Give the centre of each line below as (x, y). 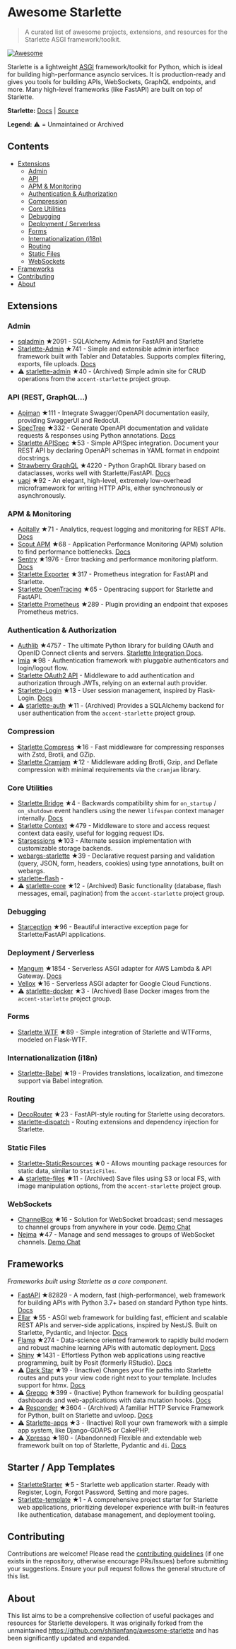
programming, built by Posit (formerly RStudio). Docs (95, 1363)
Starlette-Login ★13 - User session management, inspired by (107, 691)
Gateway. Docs (40, 976)
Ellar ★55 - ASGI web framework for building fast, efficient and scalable (123, 1317)
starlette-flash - (40, 878)
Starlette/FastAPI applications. (61, 935)
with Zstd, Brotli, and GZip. (56, 754)
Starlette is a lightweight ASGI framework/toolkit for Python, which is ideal (115, 66)
